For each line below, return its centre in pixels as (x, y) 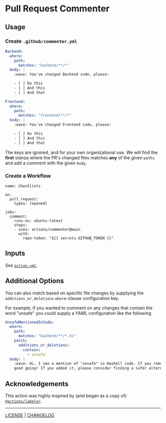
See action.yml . (21, 265)
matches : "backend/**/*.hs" (47, 336)
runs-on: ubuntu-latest (39, 221)
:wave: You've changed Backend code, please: (62, 74)
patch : (21, 341)
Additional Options (35, 281)
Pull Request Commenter (57, 9)
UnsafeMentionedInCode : (30, 322)
